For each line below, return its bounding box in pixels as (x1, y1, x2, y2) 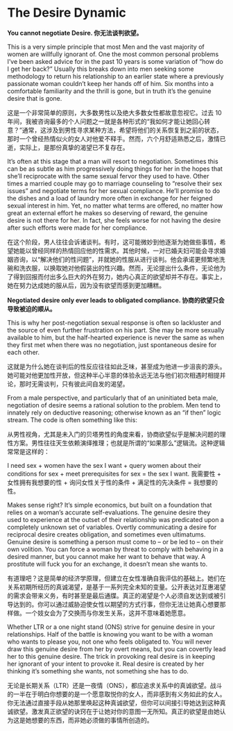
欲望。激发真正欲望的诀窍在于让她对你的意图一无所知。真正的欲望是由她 (12, 707, 220, 716)
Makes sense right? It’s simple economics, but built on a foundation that (7, 501, 212, 509)
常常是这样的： (7, 447, 50, 455)
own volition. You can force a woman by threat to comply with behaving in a (7, 545, 224, 553)
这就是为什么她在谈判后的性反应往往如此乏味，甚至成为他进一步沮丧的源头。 (7, 362, 226, 371)
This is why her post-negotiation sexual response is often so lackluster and (7, 318, 222, 327)
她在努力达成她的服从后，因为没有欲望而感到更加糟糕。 (7, 281, 165, 289)
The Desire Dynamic (7, 5, 127, 21)
